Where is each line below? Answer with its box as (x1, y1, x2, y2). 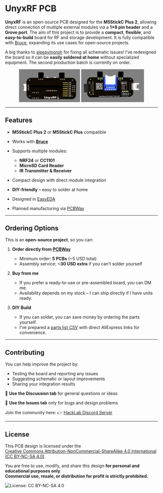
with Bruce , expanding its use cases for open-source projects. (5, 39, 130, 45)
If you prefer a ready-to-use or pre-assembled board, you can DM (19, 280, 152, 286)
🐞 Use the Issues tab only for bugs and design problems (5, 400, 118, 406)
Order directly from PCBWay (12, 246, 71, 252)
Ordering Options (5, 224, 59, 233)
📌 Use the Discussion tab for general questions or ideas (5, 390, 118, 397)
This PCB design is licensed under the (5, 443, 81, 449)
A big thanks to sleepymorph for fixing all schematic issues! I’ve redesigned (5, 49, 156, 55)
